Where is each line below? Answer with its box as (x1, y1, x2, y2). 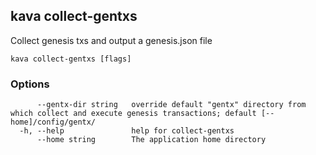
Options (10, 77, 50, 91)
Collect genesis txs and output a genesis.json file (10, 34, 213, 46)
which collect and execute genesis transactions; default (10, 109, 257, 119)
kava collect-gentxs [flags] (10, 54, 132, 64)
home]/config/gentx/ (10, 117, 97, 128)
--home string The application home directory (36, 135, 267, 145)
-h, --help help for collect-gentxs (19, 126, 235, 136)
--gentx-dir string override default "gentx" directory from (36, 100, 307, 110)
